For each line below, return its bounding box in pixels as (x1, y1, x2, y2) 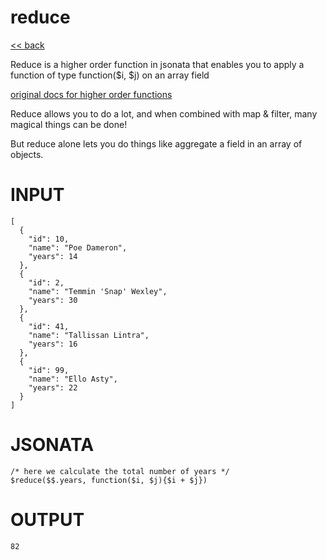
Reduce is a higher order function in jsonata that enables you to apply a (10, 58, 305, 70)
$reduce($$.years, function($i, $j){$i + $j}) (10, 475, 208, 485)
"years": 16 (28, 339, 78, 349)
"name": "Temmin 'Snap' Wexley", (28, 286, 168, 296)
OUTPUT (10, 509, 85, 531)
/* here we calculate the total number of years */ (10, 466, 230, 476)
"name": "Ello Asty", (28, 374, 118, 384)
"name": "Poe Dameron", (28, 242, 128, 253)
